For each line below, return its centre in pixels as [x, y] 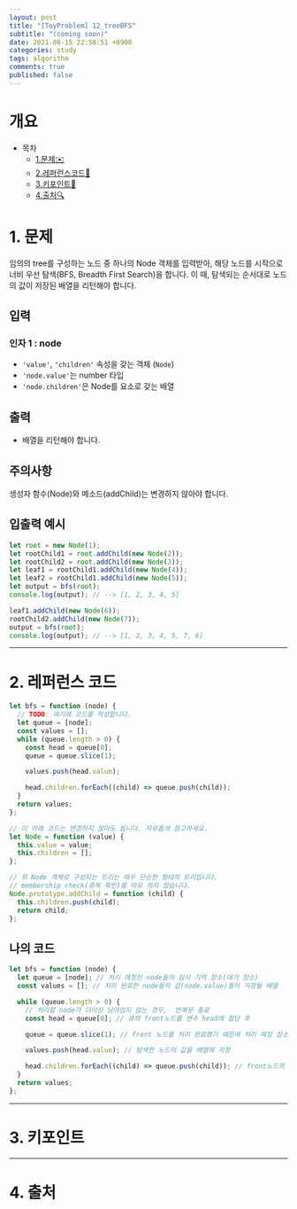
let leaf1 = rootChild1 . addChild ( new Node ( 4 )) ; [99, 570]
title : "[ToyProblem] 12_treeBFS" [73, 26]
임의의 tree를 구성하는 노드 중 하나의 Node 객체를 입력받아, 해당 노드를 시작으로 [146, 263]
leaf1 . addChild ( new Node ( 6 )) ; [65, 611]
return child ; [43, 910]
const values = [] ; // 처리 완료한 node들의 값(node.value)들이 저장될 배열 [148, 986]
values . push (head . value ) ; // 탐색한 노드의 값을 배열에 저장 [128, 1050]
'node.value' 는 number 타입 [73, 375]
